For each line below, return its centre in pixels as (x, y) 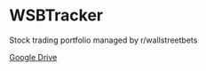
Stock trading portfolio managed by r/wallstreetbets (103, 40)
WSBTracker (56, 16)
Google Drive (33, 57)
